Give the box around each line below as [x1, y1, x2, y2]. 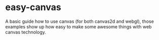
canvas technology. [5, 29, 47, 35]
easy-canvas [5, 2, 62, 13]
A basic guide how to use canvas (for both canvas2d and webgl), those [5, 18, 154, 24]
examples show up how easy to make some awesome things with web [5, 23, 152, 29]
